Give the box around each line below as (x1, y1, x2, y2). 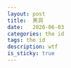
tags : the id (7, 37, 46, 44)
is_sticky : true (7, 50, 55, 57)
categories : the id (7, 30, 65, 38)
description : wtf (7, 43, 58, 50)
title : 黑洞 (7, 17, 44, 24)
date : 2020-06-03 (7, 23, 65, 30)
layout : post (7, 10, 46, 18)
